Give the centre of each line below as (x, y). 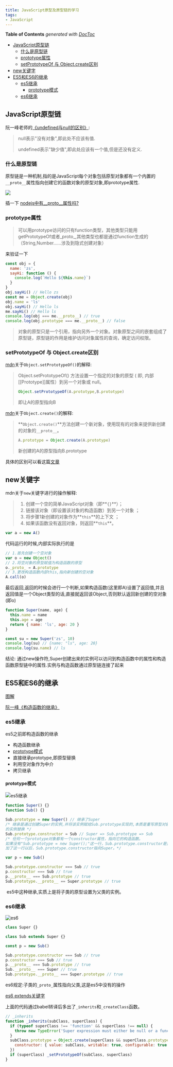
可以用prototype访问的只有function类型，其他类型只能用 (78, 230)
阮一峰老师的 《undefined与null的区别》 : (48, 128)
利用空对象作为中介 (33, 764)
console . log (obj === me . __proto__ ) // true (53, 316)
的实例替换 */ (19, 829)
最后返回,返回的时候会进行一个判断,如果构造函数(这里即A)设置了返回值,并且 (85, 588)
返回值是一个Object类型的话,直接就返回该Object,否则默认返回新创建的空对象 (86, 594)
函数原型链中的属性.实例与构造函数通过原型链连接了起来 (65, 665)
